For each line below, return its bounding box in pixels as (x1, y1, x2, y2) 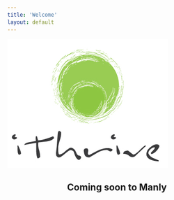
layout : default (7, 18, 54, 26)
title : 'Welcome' (7, 11, 58, 18)
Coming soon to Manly (67, 181, 167, 193)
